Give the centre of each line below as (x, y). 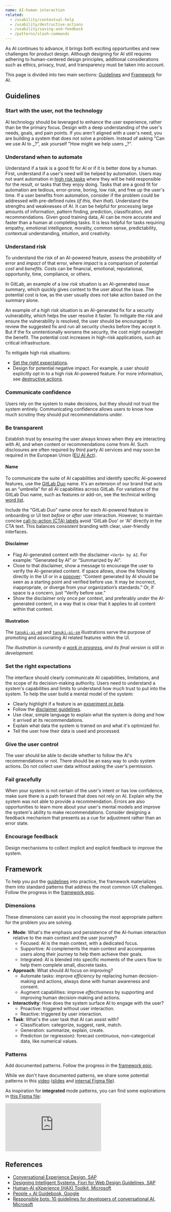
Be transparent (24, 428)
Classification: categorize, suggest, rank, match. (71, 1025)
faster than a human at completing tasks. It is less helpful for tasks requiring (85, 222)
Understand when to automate (44, 157)
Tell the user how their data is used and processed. (67, 731)
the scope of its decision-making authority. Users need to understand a (80, 683)
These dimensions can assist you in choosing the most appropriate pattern (84, 917)
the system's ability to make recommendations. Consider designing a (78, 813)
